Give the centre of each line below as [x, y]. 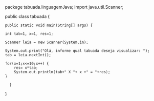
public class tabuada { [27, 16]
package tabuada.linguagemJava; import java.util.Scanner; [64, 7]
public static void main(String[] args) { [49, 25]
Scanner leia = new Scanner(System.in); [47, 42]
